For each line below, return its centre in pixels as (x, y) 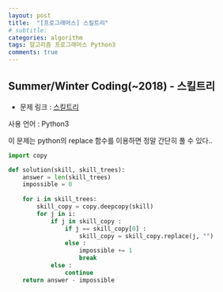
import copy (28, 155)
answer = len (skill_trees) (67, 177)
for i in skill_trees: (60, 199)
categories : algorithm (45, 38)
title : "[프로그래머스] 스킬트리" (59, 23)
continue (79, 273)
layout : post (30, 15)
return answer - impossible (68, 280)
